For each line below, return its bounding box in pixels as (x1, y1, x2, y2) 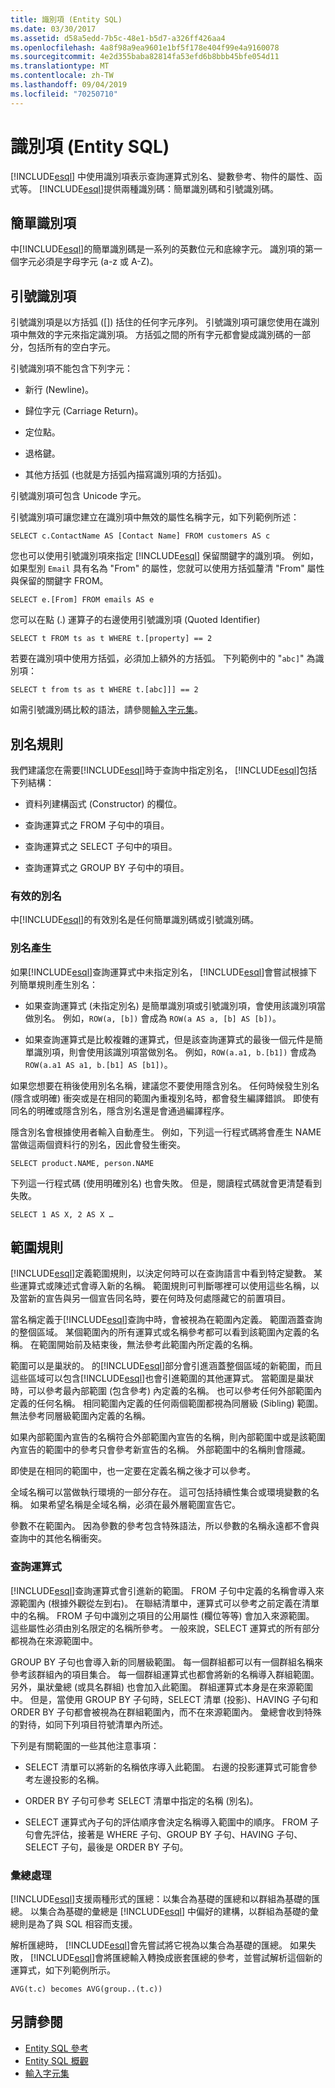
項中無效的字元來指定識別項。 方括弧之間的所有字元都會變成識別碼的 (10, 329, 293, 341)
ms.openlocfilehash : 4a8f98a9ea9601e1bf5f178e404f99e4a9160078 (10, 42, 280, 53)
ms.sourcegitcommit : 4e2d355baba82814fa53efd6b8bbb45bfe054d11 (10, 52, 280, 62)
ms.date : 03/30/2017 (10, 24, 97, 34)
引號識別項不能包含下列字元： (10, 362, 133, 375)
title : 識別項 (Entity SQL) (10, 14, 123, 25)
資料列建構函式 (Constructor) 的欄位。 (24, 798, 183, 810)
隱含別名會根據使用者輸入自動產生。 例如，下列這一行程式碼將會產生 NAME (10, 1126, 322, 1138)
